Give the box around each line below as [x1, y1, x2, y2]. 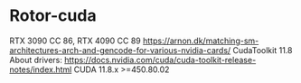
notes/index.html [9, 64, 72, 75]
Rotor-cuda [9, 5, 97, 26]
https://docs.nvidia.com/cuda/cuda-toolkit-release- [64, 54, 257, 65]
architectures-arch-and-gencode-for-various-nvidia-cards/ [9, 44, 231, 55]
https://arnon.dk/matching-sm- [143, 35, 259, 46]
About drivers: [9, 54, 63, 65]
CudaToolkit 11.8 [232, 44, 293, 55]
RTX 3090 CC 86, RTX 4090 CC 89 [9, 35, 142, 46]
